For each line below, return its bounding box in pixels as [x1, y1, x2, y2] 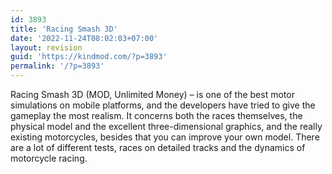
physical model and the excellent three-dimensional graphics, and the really [10, 121, 323, 132]
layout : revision [10, 42, 83, 53]
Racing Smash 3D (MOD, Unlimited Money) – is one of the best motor [10, 89, 295, 100]
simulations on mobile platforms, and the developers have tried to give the [10, 99, 316, 111]
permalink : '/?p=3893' [10, 61, 105, 71]
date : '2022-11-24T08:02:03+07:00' [10, 33, 159, 43]
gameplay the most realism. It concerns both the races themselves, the [10, 110, 303, 121]
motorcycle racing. [10, 152, 88, 164]
